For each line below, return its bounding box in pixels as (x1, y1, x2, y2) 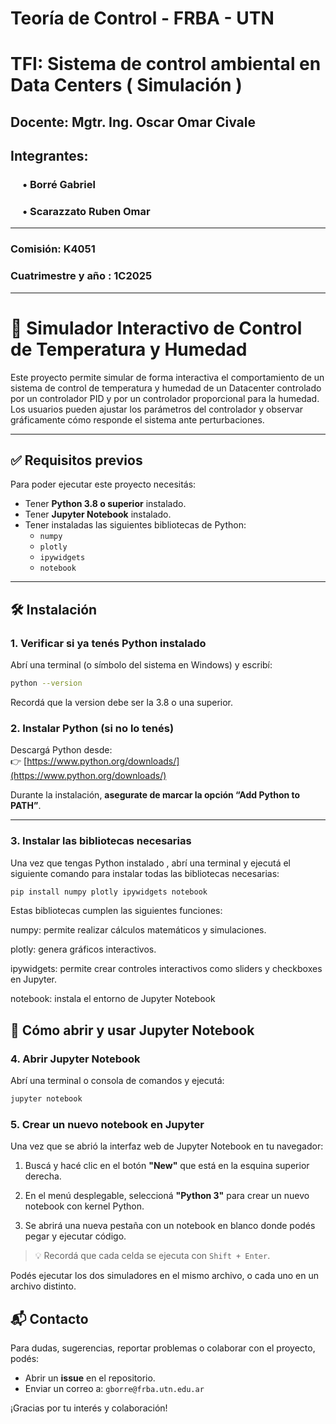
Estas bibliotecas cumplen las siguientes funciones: (10, 905, 223, 917)
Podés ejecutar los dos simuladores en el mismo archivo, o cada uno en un (10, 1270, 320, 1282)
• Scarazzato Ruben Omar (22, 205, 151, 218)
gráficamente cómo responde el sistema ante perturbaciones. (10, 413, 265, 426)
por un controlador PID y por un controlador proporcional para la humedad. (10, 392, 320, 404)
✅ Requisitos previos (10, 452, 143, 469)
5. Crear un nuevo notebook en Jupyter (10, 1117, 205, 1131)
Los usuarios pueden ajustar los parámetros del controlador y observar (10, 403, 304, 415)
